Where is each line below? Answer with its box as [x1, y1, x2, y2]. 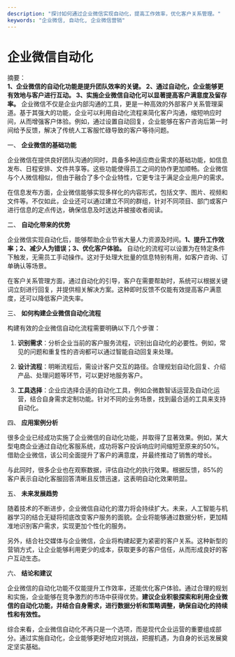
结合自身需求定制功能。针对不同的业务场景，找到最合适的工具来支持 [29, 395, 226, 403]
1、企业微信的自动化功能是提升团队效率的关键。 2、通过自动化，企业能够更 [7, 82, 224, 91]
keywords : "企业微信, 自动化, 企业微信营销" [7, 17, 126, 24]
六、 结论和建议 [7, 569, 52, 578]
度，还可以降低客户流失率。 [7, 294, 87, 303]
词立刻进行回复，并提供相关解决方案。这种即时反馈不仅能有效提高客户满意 [7, 285, 222, 294]
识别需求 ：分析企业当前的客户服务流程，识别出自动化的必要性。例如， [17, 339, 220, 347]
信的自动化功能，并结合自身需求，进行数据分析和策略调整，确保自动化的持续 [7, 602, 228, 610]
